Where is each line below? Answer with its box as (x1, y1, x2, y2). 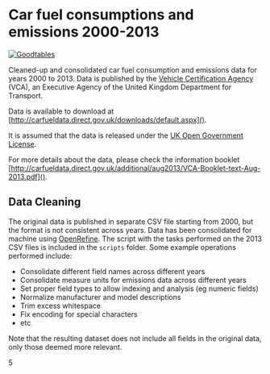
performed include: (8, 251, 73, 260)
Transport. (8, 90, 44, 100)
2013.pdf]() (8, 172, 46, 181)
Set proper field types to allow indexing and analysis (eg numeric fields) (19, 284, 260, 293)
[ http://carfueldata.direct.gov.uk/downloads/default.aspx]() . (8, 114, 207, 124)
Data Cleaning (8, 195, 81, 209)
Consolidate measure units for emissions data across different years (19, 275, 247, 285)
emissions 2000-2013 (8, 23, 160, 41)
